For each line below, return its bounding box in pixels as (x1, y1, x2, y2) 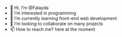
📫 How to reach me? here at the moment (9, 26, 95, 32)
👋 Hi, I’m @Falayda (9, 5, 49, 10)
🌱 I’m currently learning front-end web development (9, 15, 117, 21)
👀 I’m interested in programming (9, 10, 76, 16)
